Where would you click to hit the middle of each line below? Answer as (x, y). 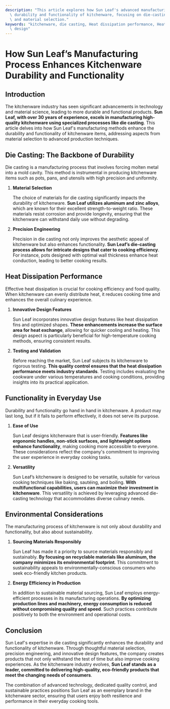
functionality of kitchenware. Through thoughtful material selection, (75, 648)
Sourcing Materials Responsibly (47, 542)
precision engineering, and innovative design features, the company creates (85, 654)
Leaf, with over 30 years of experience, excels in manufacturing (74, 117)
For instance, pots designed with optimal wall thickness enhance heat (85, 255)
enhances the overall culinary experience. (49, 299)
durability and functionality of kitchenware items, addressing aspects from (83, 134)
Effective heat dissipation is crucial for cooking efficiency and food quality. (83, 289)
